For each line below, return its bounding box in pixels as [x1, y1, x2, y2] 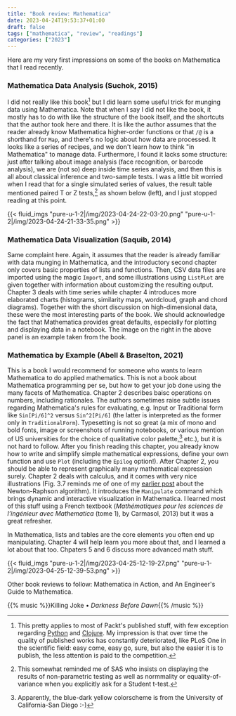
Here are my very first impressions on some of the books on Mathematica [7, 56, 221, 64]
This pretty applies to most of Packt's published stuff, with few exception [17, 621, 229, 630]
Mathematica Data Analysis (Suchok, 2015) [7, 81, 158, 91]
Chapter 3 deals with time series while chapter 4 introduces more [7, 288, 197, 297]
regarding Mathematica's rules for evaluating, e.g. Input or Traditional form [7, 403, 223, 412]
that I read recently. [7, 63, 64, 72]
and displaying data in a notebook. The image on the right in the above [7, 325, 212, 334]
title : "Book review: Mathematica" [7, 10, 112, 18]
